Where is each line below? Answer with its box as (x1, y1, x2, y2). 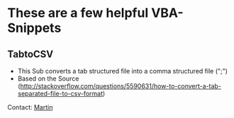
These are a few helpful (7, 5, 149, 21)
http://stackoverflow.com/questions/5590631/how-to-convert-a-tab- (20, 82, 222, 90)
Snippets (7, 20, 62, 36)
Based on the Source (17, 74, 79, 83)
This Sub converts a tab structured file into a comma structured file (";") (17, 67, 228, 75)
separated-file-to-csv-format (17, 90, 104, 98)
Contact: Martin (7, 103, 53, 111)
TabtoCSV (7, 48, 54, 60)
